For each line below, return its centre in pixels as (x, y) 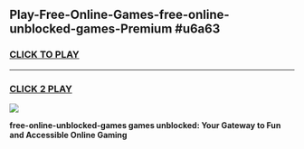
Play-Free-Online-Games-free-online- (119, 15)
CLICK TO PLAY (44, 55)
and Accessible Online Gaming (68, 135)
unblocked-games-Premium (91, 29)
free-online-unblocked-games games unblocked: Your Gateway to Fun (145, 125)
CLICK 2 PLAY (41, 88)
